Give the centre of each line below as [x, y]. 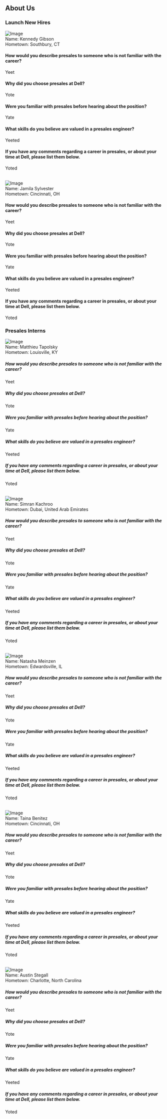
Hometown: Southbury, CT [32, 44]
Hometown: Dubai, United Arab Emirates [47, 509]
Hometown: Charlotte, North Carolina [43, 981]
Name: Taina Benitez [26, 818]
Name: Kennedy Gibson [29, 39]
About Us [20, 8]
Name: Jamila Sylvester [29, 188]
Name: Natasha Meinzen [30, 661]
